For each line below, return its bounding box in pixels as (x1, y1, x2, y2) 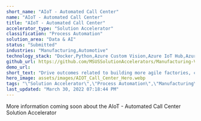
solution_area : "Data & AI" (6, 36, 77, 42)
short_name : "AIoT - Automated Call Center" (6, 8, 119, 15)
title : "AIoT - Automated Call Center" (6, 20, 106, 26)
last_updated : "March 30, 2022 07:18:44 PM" (6, 86, 119, 92)
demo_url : (6, 64, 31, 70)
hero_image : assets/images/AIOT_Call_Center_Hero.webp (6, 75, 146, 81)
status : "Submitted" (6, 42, 58, 48)
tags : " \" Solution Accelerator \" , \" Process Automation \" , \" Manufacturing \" (6, 81, 199, 87)
